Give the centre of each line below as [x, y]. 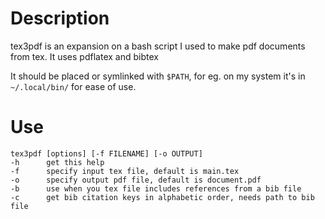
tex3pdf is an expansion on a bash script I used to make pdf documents [158, 46]
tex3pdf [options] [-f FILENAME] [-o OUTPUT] [106, 153]
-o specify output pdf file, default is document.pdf [136, 180]
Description [60, 18]
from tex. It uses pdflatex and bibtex [84, 56]
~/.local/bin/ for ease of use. [73, 86]
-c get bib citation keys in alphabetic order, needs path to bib [162, 197]
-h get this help [57, 162]
